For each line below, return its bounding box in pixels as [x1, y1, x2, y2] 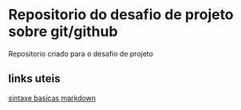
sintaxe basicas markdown [8, 93, 97, 103]
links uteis [8, 72, 61, 85]
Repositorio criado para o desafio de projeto [8, 49, 154, 58]
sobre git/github [8, 22, 118, 41]
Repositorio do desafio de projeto [8, 6, 234, 24]
